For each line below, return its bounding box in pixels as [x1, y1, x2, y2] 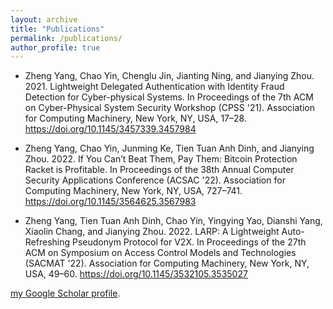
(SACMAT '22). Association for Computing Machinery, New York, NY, [24, 257, 310, 270]
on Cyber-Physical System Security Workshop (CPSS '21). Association [24, 102, 315, 114]
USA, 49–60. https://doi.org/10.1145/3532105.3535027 [24, 268, 248, 280]
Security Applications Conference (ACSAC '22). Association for [24, 174, 286, 186]
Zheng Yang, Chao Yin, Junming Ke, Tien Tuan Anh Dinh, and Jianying [24, 142, 315, 155]
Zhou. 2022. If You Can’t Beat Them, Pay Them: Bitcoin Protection [24, 153, 298, 165]
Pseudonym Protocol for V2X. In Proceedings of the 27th [71, 236, 307, 248]
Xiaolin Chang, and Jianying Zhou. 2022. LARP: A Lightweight [24, 226, 280, 238]
